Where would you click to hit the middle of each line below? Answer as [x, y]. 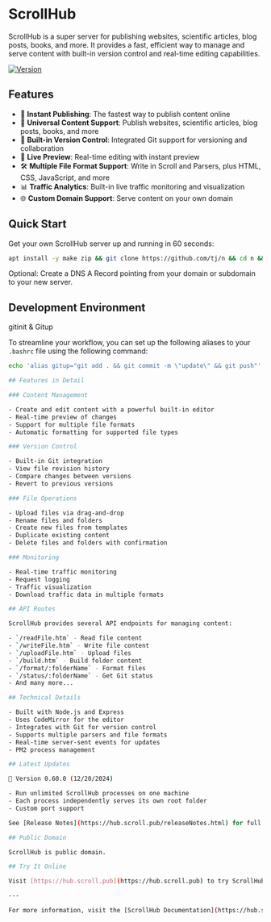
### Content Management [48, 395]
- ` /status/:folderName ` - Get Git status [81, 676]
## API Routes [32, 609]
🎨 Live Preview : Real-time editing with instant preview [110, 156]
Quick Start [38, 224]
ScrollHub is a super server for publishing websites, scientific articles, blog [133, 36]
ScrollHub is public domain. [57, 852]
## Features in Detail [46, 381]
